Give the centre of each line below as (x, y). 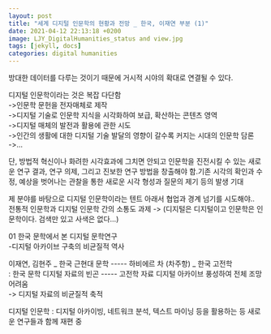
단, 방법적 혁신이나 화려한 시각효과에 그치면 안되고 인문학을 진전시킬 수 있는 (127, 161)
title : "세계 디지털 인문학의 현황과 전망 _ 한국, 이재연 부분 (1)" (109, 24)
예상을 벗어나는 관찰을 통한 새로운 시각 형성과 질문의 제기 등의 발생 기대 (131, 182)
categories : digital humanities (63, 54)
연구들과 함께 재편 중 (49, 321)
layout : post (30, 16)
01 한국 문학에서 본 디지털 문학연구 (63, 236)
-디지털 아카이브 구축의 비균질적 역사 (67, 246)
